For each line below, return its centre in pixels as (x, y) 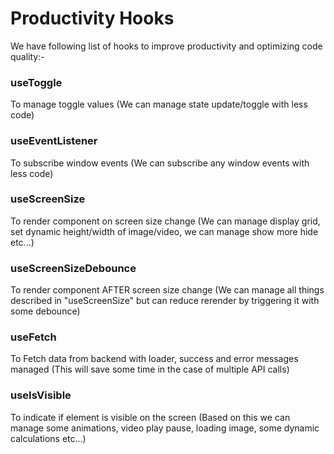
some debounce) (45, 311)
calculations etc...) (48, 438)
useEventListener (54, 141)
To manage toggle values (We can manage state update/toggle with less (159, 104)
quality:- (27, 56)
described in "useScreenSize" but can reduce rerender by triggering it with (165, 301)
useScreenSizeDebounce (73, 268)
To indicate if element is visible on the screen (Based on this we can (150, 417)
